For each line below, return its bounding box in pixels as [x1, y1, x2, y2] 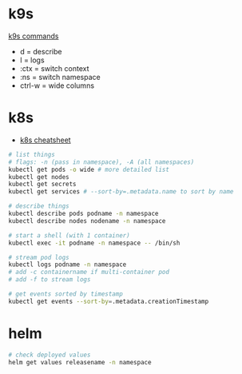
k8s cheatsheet [19, 135, 71, 145]
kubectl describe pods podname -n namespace [8, 209, 159, 217]
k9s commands [8, 31, 59, 41]
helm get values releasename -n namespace [8, 358, 152, 366]
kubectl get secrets [8, 181, 77, 189]
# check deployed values [8, 351, 91, 359]
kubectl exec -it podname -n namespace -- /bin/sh [8, 239, 181, 247]
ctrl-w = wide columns [19, 81, 94, 90]
